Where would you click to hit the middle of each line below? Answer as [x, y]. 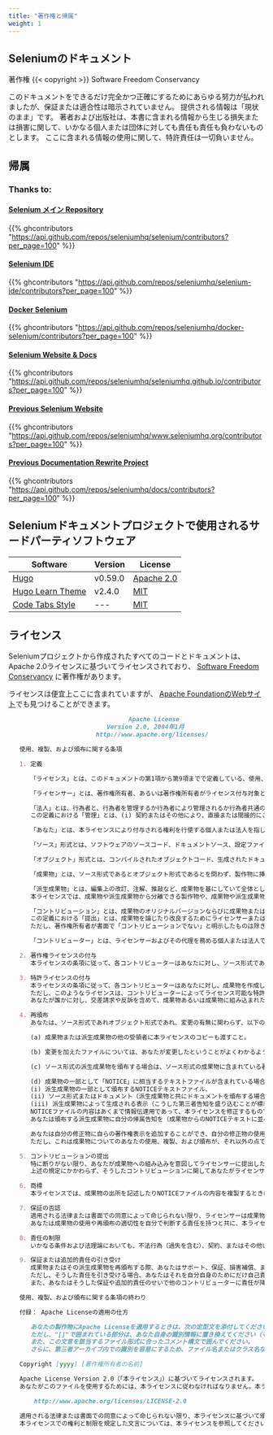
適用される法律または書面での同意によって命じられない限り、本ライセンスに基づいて [140, 1415]
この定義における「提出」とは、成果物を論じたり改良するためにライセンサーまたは [148, 919]
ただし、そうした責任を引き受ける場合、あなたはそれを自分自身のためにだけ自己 [145, 1276]
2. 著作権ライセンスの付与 [58, 956]
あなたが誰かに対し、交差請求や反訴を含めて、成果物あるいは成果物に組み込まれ [145, 1001]
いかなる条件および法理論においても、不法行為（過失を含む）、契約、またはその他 [146, 1246]
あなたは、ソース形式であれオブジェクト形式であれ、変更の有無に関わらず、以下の [147, 1023]
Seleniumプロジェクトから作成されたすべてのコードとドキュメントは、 [127, 656]
